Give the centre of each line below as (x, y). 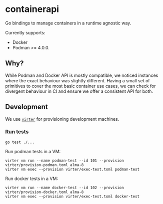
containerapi (32, 9)
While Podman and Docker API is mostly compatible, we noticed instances (82, 75)
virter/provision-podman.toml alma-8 (44, 165)
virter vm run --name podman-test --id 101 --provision (64, 161)
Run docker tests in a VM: (32, 179)
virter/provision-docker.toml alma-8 (44, 192)
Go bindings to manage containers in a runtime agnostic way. (68, 23)
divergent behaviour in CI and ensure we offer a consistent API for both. (79, 91)
